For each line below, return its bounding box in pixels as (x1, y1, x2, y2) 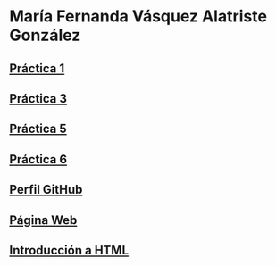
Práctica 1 (9, 61, 65, 76)
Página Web (9, 212, 78, 228)
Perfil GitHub (9, 182, 83, 197)
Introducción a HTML (9, 243, 130, 258)
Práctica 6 (9, 152, 68, 167)
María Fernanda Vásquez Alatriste (9, 6, 268, 27)
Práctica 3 (9, 91, 68, 106)
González (9, 25, 81, 46)
